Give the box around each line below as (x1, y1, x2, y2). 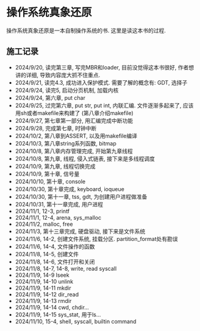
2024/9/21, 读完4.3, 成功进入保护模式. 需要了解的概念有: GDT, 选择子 (15, 78, 188, 86)
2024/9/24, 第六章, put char (15, 94, 85, 101)
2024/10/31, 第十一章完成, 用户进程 (15, 200, 104, 207)
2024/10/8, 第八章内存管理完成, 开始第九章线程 (15, 147, 133, 155)
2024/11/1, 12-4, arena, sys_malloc (15, 214, 102, 221)
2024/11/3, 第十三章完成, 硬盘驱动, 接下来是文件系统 (15, 228, 146, 235)
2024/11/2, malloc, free (15, 220, 73, 228)
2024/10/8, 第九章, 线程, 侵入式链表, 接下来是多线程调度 (15, 155, 155, 162)
